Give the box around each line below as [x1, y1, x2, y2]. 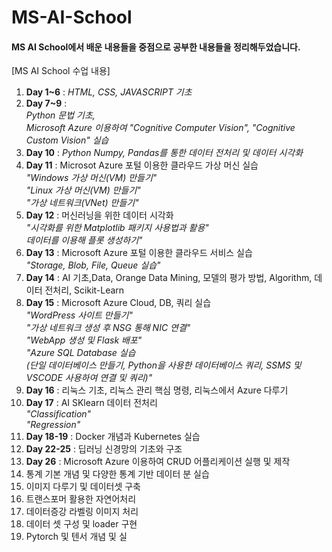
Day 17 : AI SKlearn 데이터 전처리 [25, 397, 158, 409]
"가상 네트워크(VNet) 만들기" [25, 197, 139, 209]
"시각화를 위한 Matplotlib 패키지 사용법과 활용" [25, 222, 209, 234]
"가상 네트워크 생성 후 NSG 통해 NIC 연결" [25, 322, 191, 334]
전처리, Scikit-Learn [44, 284, 125, 296]
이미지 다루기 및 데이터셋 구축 [25, 481, 141, 493]
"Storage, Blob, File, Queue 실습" [25, 259, 161, 271]
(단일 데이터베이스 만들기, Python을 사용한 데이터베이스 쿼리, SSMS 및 [25, 359, 302, 371]
